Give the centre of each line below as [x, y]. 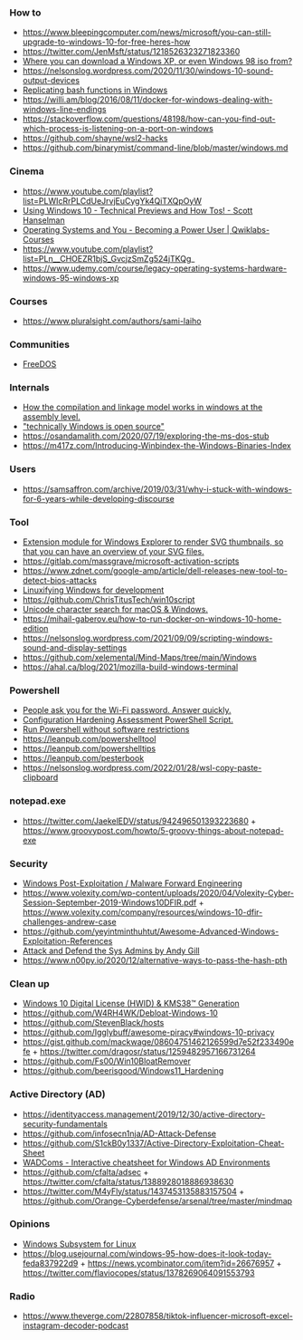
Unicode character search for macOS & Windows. [115, 610]
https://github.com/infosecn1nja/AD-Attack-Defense [119, 1133]
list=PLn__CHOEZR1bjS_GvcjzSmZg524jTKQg [107, 258]
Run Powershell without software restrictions [106, 729]
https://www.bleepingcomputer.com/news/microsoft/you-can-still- [147, 33]
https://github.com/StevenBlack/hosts [93, 1023]
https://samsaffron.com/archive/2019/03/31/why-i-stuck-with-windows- [157, 489]
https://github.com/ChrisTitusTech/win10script [109, 600]
